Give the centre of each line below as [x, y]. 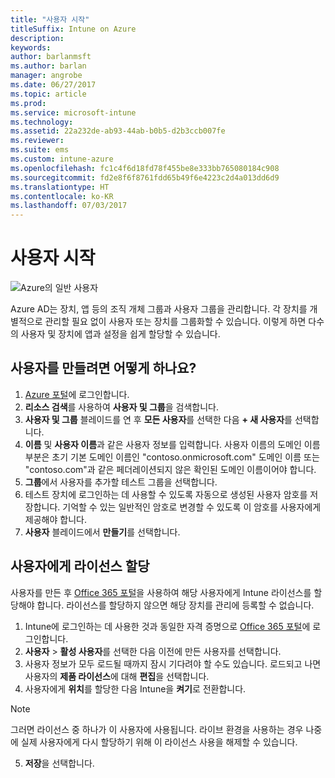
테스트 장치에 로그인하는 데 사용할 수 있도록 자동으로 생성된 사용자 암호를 [166, 494]
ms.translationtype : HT [60, 187]
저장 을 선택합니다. [59, 763]
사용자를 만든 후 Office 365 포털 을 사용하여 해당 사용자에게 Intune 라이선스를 [161, 592]
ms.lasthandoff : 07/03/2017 [69, 206]
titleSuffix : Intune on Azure [73, 29]
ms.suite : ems [40, 150]
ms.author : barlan [48, 66]
